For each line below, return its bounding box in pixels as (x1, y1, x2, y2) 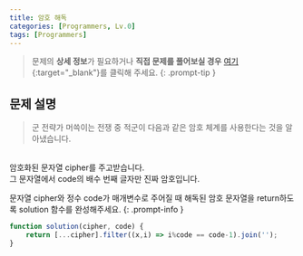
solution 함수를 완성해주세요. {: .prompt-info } (18, 204, 184, 215)
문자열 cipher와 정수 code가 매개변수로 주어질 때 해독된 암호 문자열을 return (9, 193, 279, 204)
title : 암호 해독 (9, 13, 68, 23)
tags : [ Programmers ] (9, 30, 88, 39)
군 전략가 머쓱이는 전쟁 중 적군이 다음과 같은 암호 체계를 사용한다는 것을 (31, 122, 284, 133)
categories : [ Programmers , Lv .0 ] (9, 22, 136, 31)
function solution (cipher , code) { (9, 223, 144, 232)
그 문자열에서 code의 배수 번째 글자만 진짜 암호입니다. (9, 174, 200, 185)
